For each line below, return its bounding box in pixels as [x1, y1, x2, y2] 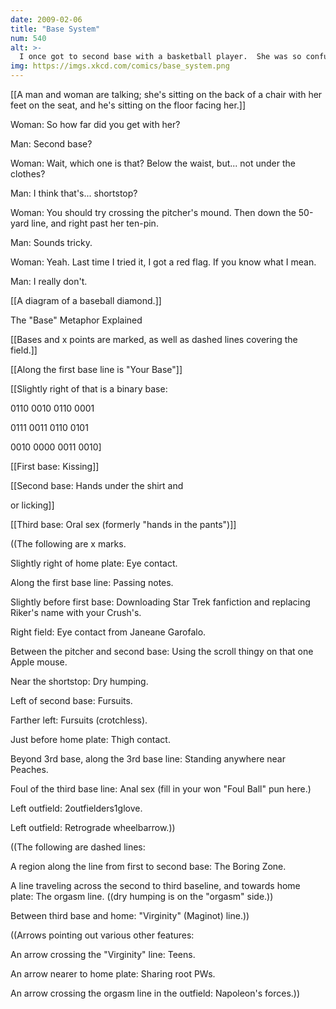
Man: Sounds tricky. [10, 237, 93, 248]
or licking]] [10, 499, 55, 511]
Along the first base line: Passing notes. [10, 577, 174, 588]
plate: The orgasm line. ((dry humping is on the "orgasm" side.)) [10, 891, 274, 902]
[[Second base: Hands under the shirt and [10, 480, 184, 491]
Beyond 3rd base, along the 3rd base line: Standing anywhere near [10, 753, 287, 765]
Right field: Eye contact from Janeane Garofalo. [10, 626, 207, 638]
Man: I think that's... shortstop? [10, 187, 138, 199]
